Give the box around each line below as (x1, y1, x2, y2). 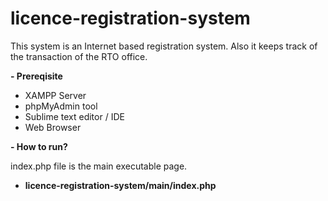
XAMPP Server (24, 89, 87, 101)
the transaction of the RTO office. (10, 50, 148, 62)
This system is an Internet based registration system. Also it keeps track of (10, 40, 318, 52)
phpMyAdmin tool (24, 100, 98, 112)
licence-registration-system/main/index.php (24, 179, 217, 191)
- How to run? (10, 140, 68, 152)
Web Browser (24, 121, 82, 133)
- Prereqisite (10, 70, 63, 82)
